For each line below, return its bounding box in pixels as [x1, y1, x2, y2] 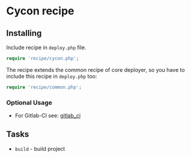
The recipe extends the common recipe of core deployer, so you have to [6, 66, 185, 73]
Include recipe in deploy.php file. [6, 44, 86, 51]
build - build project [14, 145, 65, 152]
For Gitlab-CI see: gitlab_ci [14, 112, 81, 119]
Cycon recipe [6, 4, 74, 18]
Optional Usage [6, 98, 53, 107]
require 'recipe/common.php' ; [6, 84, 82, 90]
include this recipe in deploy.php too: [6, 72, 97, 80]
